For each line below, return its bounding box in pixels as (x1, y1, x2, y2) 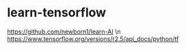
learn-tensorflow (7, 5, 107, 21)
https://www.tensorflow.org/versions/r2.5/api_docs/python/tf (7, 34, 179, 42)
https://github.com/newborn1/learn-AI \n (7, 27, 121, 36)
